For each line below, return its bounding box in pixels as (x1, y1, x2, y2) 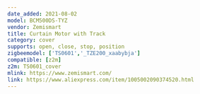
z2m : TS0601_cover (7, 63, 61, 70)
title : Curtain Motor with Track (7, 30, 106, 37)
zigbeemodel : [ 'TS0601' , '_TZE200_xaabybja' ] (7, 50, 141, 57)
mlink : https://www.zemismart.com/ (7, 69, 112, 76)
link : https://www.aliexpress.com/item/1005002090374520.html (7, 76, 194, 83)
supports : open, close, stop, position (7, 43, 125, 50)
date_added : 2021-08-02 (7, 10, 78, 18)
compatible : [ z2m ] (7, 57, 61, 64)
